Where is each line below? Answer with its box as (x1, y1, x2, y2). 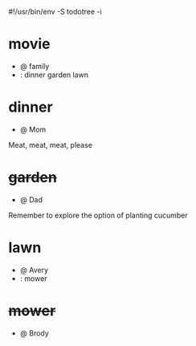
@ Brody (19, 328, 50, 338)
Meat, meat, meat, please (8, 140, 92, 149)
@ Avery (19, 265, 49, 275)
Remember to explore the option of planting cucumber (8, 210, 189, 220)
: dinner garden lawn (19, 70, 89, 79)
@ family (19, 61, 50, 71)
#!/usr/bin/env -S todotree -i (8, 7, 102, 16)
